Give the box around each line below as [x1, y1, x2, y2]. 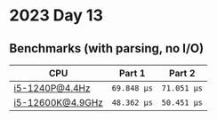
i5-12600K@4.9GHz [13, 97, 104, 108]
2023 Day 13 [9, 5, 104, 26]
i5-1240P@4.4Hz [13, 82, 91, 94]
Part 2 [168, 68, 196, 79]
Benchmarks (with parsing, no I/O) [9, 41, 205, 56]
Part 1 [118, 68, 146, 79]
